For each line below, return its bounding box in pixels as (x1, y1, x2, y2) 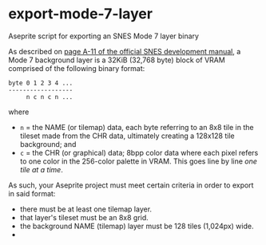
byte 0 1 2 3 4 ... (8, 79, 73, 87)
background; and (19, 139, 77, 148)
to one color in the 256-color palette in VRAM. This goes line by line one (19, 156, 258, 166)
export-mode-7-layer (8, 5, 153, 23)
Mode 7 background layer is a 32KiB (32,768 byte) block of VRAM (8, 55, 225, 65)
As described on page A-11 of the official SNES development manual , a (8, 46, 241, 56)
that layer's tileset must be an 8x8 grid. (19, 212, 149, 222)
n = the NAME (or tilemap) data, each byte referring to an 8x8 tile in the (19, 122, 254, 132)
